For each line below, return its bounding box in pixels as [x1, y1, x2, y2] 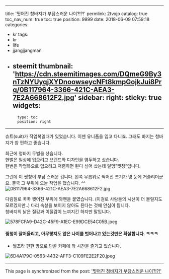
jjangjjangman [12, 47, 42, 53]
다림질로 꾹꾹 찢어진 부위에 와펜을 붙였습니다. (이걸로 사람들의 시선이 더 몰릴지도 [5, 196, 162, 202]
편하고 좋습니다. [20, 139, 51, 146]
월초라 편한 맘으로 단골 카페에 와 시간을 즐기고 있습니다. [12, 243, 122, 249]
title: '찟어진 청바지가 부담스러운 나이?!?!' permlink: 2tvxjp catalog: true [5, 11, 148, 17]
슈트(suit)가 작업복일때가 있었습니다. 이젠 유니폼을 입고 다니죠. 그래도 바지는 [5, 133, 154, 139]
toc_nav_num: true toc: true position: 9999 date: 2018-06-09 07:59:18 [5, 16, 150, 22]
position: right [17, 119, 51, 124]
